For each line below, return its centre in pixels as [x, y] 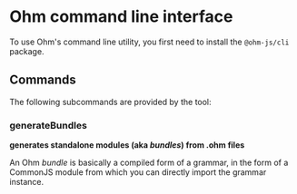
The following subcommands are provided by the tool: [110, 102]
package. [27, 51]
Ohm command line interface [121, 17]
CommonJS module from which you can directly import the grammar [138, 172]
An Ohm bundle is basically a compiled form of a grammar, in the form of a [149, 163]
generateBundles [49, 125]
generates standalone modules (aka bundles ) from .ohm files [127, 145]
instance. [27, 182]
